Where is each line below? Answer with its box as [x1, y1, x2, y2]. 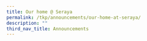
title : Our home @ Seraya [6, 8, 72, 15]
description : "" [6, 20, 48, 26]
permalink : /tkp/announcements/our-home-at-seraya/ [6, 14, 141, 20]
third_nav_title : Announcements [6, 25, 89, 32]
